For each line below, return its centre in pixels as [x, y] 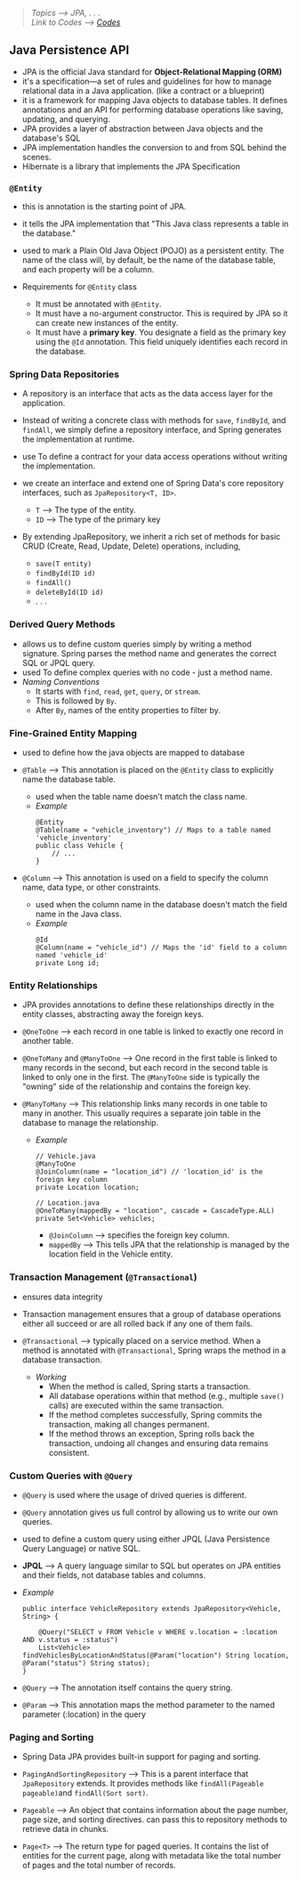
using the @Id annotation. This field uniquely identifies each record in [161, 342]
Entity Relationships [53, 985]
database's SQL [51, 138]
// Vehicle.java [65, 1157]
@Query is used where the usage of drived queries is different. [134, 1494]
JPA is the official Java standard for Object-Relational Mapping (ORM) [152, 71]
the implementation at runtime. [78, 439]
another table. [48, 1041]
